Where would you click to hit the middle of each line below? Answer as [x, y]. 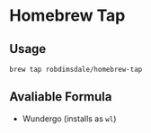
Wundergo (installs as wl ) [69, 119]
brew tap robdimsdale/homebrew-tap [76, 69]
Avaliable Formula [61, 97]
